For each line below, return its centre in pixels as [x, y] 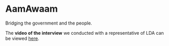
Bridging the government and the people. [49, 23]
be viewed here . [22, 38]
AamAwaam [31, 9]
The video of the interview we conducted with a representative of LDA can [84, 33]
